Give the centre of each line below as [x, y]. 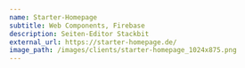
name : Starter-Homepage [53, 17]
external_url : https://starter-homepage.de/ [93, 42]
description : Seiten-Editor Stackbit [79, 34]
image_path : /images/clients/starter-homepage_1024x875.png [123, 50]
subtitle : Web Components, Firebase [77, 26]
